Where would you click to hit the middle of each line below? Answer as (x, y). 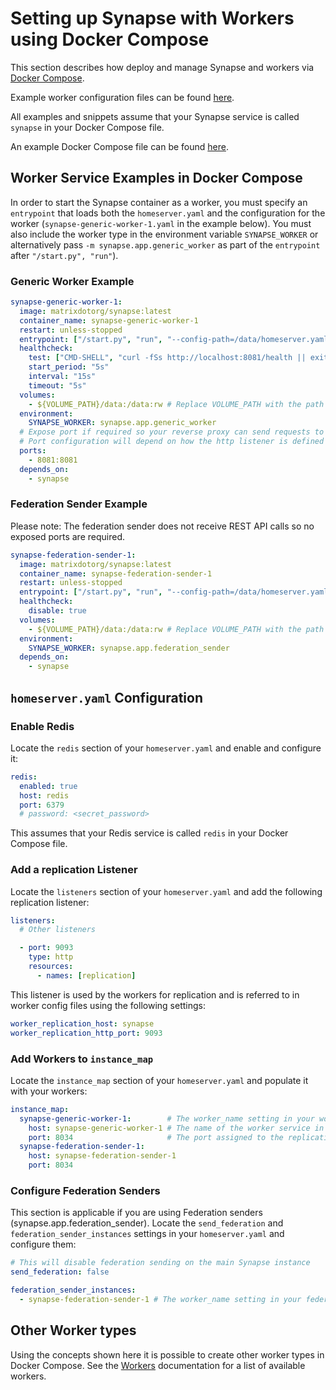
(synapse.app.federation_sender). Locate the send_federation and (147, 1223)
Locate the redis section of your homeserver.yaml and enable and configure (166, 748)
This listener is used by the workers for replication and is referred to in (155, 994)
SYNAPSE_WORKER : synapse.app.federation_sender (129, 648)
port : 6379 (42, 805)
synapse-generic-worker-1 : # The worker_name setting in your (167, 1118)
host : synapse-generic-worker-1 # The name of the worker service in (176, 1128)
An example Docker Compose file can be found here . (119, 146)
